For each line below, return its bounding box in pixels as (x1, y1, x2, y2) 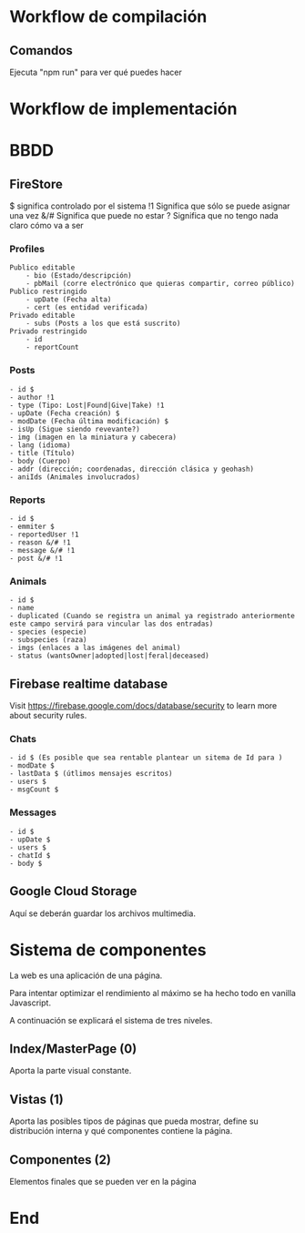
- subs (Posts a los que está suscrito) (25, 319, 181, 329)
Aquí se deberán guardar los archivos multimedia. (9, 908, 196, 919)
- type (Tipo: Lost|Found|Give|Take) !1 (9, 401, 166, 410)
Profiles (9, 243, 46, 256)
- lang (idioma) (9, 440, 71, 450)
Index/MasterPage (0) (9, 1041, 137, 1056)
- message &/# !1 (9, 546, 76, 555)
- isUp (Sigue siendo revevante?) (9, 424, 141, 433)
